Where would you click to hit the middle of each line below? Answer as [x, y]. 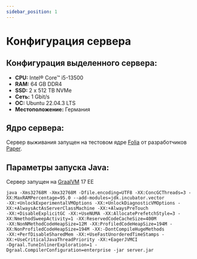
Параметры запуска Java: [58, 167]
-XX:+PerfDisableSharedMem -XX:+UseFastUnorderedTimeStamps [83, 235]
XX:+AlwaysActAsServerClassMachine [51, 209]
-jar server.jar [134, 250]
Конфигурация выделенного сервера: [82, 63]
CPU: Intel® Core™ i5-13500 [49, 78]
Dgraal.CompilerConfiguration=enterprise [59, 250]
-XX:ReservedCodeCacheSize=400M [116, 219]
